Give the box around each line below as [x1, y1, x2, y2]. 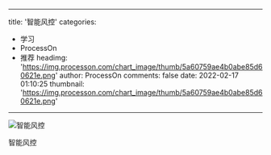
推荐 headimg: [19, 53, 69, 62]
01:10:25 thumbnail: [19, 79, 85, 89]
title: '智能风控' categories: [8, 17, 97, 27]
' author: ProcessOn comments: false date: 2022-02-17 [55, 70, 240, 80]
